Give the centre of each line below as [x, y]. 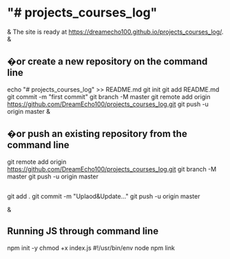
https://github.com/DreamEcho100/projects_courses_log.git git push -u [108, 104]
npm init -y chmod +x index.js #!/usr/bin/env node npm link [91, 248]
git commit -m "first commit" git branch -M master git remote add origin [109, 96]
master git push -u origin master [53, 176]
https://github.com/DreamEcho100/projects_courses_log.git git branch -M [112, 169]
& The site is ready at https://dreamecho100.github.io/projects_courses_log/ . [115, 32]
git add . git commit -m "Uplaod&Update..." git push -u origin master [104, 196]
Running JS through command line [83, 231]
